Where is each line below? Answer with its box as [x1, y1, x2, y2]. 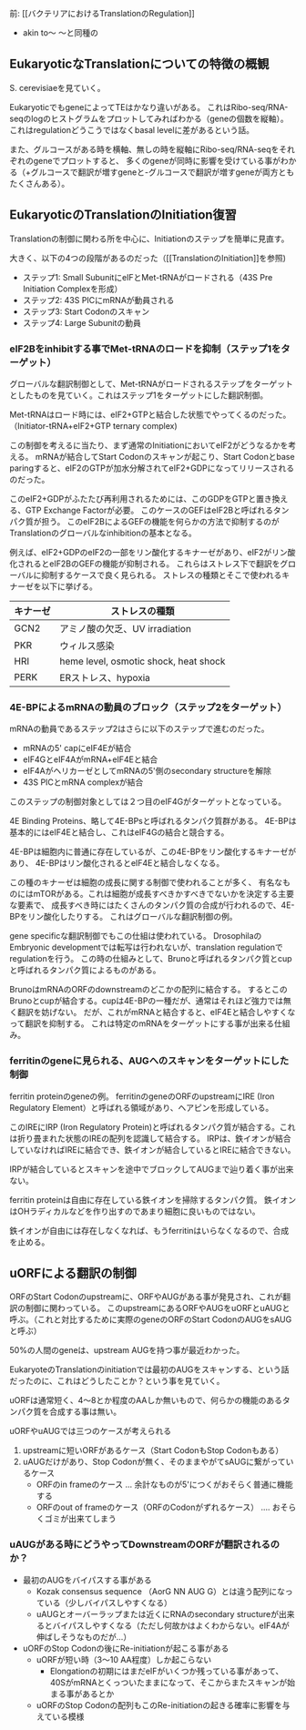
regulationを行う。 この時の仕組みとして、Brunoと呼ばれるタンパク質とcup [9, 953, 293, 964]
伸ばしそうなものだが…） [36, 1631, 132, 1642]
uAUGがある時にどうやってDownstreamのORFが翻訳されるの [9, 1538, 280, 1551]
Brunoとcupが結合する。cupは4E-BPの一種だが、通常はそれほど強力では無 [9, 995, 291, 1006]
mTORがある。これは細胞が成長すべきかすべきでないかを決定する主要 [33, 889, 294, 900]
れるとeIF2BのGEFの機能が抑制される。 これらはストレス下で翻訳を [25, 558, 280, 569]
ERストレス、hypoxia [59, 671, 150, 684]
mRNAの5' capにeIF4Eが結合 [22, 743, 132, 754]
